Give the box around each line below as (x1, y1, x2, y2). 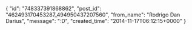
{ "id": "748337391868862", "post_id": (5, 5, 102, 12)
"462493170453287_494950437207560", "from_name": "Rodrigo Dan (5, 11, 180, 18)
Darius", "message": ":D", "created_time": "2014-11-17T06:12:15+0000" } (5, 18, 187, 24)
